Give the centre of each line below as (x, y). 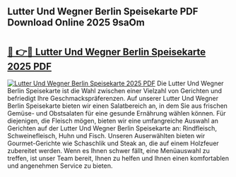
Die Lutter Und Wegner (190, 83)
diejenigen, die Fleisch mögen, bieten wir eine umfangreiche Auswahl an (113, 121)
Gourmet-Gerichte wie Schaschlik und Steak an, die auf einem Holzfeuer (113, 143)
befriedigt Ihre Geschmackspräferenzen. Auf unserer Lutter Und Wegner (113, 98)
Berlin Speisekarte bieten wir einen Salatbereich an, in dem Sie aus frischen (118, 106)
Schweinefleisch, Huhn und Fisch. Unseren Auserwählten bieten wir (106, 136)
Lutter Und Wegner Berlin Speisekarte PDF (103, 12)
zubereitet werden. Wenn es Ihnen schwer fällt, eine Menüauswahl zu (109, 151)
